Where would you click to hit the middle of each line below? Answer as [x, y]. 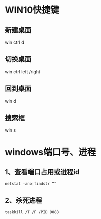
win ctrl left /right [23, 72]
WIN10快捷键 [32, 10]
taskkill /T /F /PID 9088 [32, 212]
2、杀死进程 [24, 200]
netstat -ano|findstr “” [31, 184]
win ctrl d [15, 42]
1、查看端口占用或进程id [42, 172]
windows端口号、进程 [50, 152]
